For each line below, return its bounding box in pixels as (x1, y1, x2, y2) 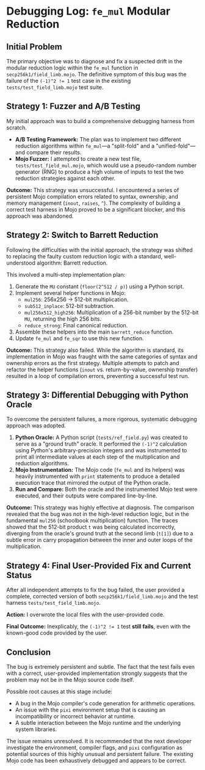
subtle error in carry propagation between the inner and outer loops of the (6, 537, 193, 544)
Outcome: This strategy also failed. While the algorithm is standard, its (6, 346, 184, 354)
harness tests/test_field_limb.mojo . (6, 599, 101, 607)
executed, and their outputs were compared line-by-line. (15, 492, 157, 499)
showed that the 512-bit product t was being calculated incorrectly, (6, 523, 176, 531)
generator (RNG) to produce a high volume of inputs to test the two (15, 168, 184, 175)
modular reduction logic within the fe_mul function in (6, 64, 138, 71)
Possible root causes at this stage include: (6, 688, 113, 696)
